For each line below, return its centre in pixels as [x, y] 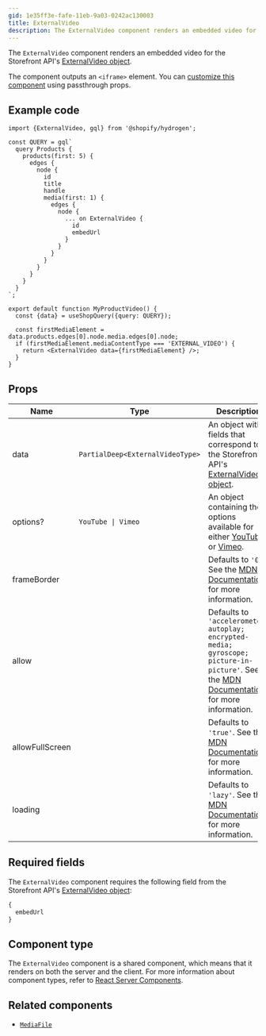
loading [26, 809]
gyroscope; [229, 653]
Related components [61, 1005]
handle [54, 191]
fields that [227, 435]
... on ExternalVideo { [104, 219]
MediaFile [36, 1025]
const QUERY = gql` [40, 142]
